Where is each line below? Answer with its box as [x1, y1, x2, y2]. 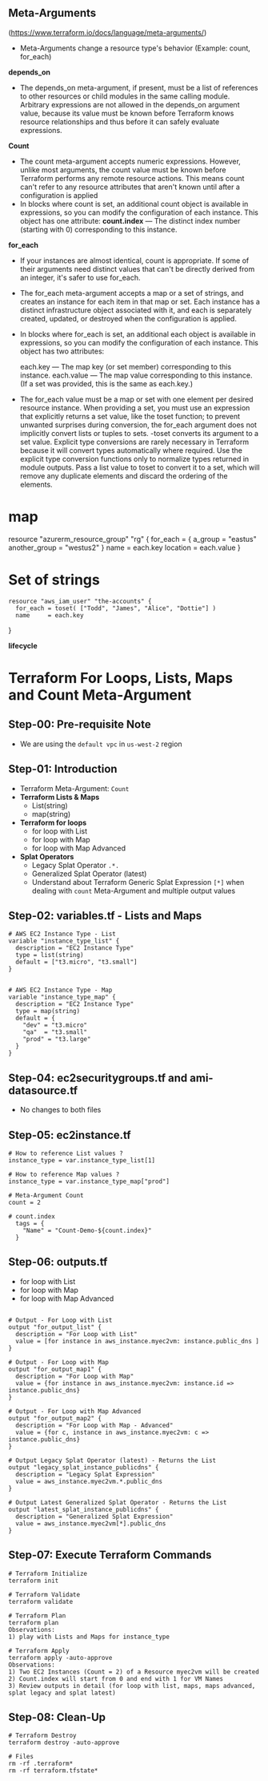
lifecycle [8, 640, 38, 650]
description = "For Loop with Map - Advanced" [15, 1421, 174, 1429]
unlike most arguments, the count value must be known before [19, 164, 226, 175]
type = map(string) [15, 1008, 81, 1016]
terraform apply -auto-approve [8, 1654, 113, 1662]
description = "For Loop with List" [15, 1330, 138, 1338]
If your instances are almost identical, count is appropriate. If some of [19, 256, 250, 265]
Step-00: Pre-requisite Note [8, 717, 151, 732]
